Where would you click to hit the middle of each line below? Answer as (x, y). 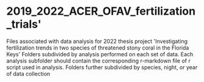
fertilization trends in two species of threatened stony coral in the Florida (98, 48)
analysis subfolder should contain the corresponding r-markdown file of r (98, 61)
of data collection (28, 73)
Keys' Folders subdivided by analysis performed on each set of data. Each (100, 54)
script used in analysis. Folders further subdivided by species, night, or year (102, 67)
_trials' (24, 24)
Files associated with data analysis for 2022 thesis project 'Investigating (97, 41)
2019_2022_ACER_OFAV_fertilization (101, 11)
